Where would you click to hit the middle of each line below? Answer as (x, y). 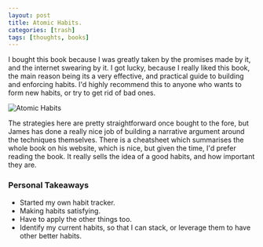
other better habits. (51, 235)
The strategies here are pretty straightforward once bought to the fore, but (129, 123)
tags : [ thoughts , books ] (49, 37)
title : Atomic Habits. (45, 23)
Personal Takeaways (48, 185)
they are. (22, 165)
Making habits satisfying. (60, 211)
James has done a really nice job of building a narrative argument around (126, 132)
